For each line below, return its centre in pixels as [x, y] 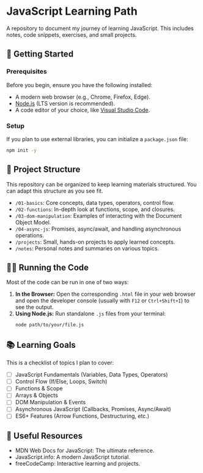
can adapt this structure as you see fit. [55, 191]
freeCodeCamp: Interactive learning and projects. [78, 464]
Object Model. [33, 222]
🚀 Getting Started [40, 54]
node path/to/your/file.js [50, 325]
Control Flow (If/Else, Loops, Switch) [61, 382]
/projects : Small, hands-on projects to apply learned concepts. [95, 242]
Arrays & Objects [36, 395]
